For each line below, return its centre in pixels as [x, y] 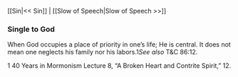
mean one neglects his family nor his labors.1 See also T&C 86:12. [103, 52]
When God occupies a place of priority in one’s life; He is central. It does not [119, 45]
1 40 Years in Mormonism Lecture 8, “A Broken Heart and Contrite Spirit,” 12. [119, 66]
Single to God [31, 29]
